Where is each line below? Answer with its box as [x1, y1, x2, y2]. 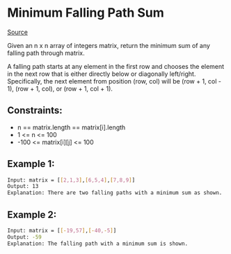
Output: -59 [7, 233, 42, 241]
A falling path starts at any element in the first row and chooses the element [7, 62, 225, 70]
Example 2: [7, 209, 57, 221]
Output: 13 [7, 183, 39, 190]
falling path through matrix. [7, 49, 85, 57]
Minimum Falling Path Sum [7, 5, 165, 21]
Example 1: [7, 158, 55, 170]
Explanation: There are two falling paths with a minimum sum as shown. [7, 189, 223, 196]
